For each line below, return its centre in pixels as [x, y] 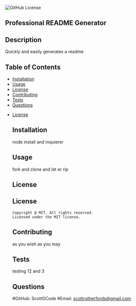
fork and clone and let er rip [40, 169]
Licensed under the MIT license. [46, 217]
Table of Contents [33, 67]
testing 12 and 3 [28, 271]
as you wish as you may [36, 244]
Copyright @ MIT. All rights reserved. [53, 213]
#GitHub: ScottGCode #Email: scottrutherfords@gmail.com [71, 299]
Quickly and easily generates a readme [45, 52]
